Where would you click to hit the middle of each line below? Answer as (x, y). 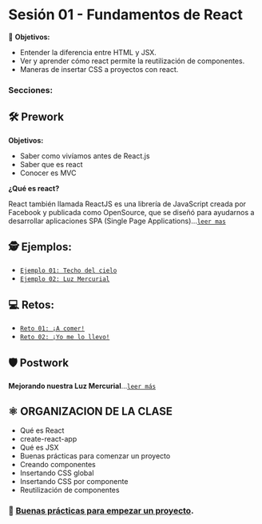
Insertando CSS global (57, 473)
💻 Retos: (31, 304)
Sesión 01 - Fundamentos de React (126, 15)
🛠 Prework (36, 117)
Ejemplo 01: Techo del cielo (68, 271)
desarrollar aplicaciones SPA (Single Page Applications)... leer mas (117, 221)
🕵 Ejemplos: (40, 247)
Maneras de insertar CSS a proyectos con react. (99, 69)
